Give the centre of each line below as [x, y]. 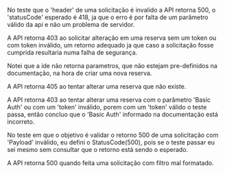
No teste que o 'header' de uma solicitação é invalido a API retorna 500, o [111, 10]
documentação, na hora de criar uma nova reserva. [80, 73]
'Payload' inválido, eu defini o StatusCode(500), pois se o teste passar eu [111, 142]
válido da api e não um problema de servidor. [71, 24]
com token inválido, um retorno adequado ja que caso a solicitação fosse [110, 45]
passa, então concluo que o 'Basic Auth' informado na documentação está [113, 114]
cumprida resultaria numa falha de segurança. [72, 52]
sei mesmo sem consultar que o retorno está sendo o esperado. [98, 150]
